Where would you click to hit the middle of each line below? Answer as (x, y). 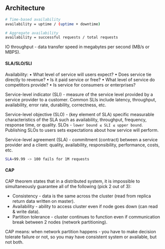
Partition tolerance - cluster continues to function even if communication (86, 217)
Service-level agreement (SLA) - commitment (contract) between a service (82, 139)
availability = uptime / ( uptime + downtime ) (53, 24)
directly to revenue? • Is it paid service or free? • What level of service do (80, 79)
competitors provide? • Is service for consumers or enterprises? (70, 85)
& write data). (26, 212)
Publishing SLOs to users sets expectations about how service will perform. (82, 130)
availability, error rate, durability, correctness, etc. (56, 105)
